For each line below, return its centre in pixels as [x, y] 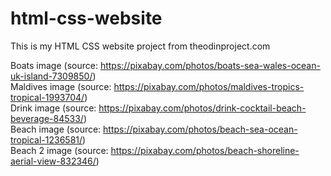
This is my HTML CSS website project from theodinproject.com [140, 46]
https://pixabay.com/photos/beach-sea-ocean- [200, 129]
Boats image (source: [54, 65]
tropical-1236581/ [46, 139]
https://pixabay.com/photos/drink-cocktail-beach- [202, 108]
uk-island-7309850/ [51, 76]
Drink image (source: [53, 108]
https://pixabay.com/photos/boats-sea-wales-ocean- [210, 65]
